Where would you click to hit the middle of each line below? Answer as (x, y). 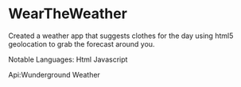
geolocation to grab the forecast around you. (82, 43)
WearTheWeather (68, 14)
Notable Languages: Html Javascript (68, 59)
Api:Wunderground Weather (54, 74)
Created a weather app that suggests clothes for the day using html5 (121, 36)
